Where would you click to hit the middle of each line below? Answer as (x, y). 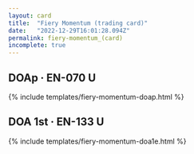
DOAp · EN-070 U (52, 78)
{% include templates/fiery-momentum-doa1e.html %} (97, 141)
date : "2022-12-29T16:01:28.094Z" (69, 30)
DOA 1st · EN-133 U (56, 122)
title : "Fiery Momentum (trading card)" (78, 23)
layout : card (30, 16)
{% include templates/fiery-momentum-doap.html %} (97, 97)
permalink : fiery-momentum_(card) (66, 38)
